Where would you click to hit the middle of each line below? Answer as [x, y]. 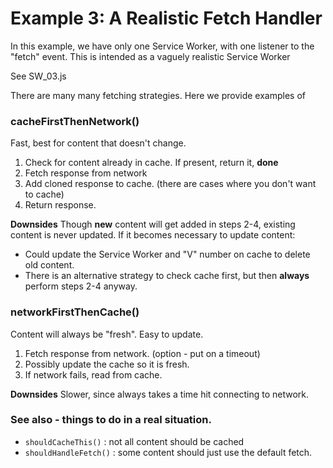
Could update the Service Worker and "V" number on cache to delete [167, 254]
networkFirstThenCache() [75, 312]
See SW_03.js [38, 76]
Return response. [60, 205]
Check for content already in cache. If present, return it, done [151, 163]
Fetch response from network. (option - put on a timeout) [142, 353]
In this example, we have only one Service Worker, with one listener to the [162, 46]
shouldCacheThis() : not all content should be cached [134, 441]
